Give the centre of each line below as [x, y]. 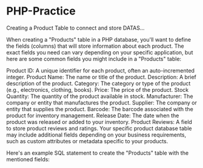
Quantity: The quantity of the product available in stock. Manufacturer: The [100, 96]
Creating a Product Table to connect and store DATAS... [75, 28]
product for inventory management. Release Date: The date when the [93, 115]
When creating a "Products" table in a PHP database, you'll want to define [99, 39]
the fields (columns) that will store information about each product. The [95, 46]
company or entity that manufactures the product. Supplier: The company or [102, 102]
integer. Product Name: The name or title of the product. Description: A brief [101, 77]
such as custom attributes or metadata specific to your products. [87, 141]
